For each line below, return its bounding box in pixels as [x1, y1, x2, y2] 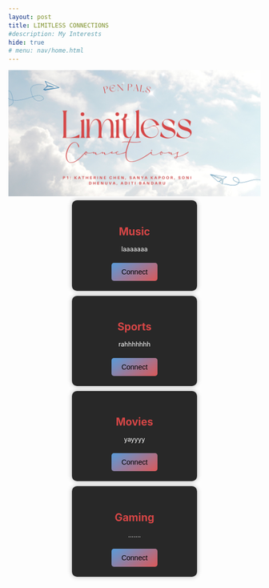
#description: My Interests [8, 30, 102, 38]
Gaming [114, 510, 155, 524]
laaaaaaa [121, 244, 148, 253]
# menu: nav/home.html [8, 46, 84, 55]
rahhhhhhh [118, 340, 151, 348]
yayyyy [123, 435, 146, 444]
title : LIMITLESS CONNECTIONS [8, 21, 110, 30]
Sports [117, 320, 152, 333]
